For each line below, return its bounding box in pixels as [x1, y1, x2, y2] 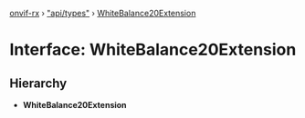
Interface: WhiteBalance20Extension [9, 40, 297, 60]
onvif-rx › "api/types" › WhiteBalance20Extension [9, 8, 196, 18]
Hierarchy [9, 75, 68, 91]
